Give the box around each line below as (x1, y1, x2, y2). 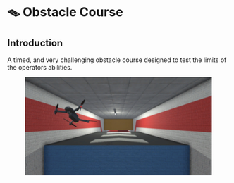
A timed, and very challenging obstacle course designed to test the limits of (7, 56, 227, 64)
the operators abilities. (7, 63, 73, 71)
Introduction (7, 37, 63, 49)
